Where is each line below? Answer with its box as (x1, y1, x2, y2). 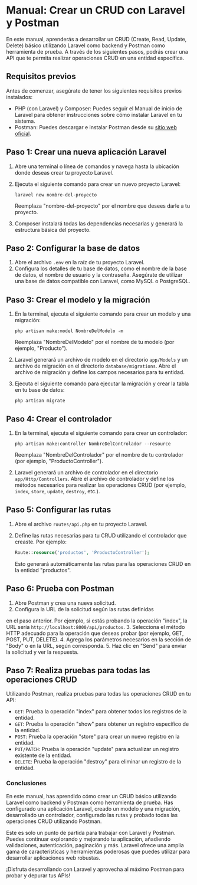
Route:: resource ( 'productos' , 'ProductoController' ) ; (14, 549, 150, 555)
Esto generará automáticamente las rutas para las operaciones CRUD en (14, 560, 191, 567)
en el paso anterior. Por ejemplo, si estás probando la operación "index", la (6, 617, 188, 624)
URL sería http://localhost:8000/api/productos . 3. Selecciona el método (6, 623, 185, 630)
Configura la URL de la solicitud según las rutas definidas (14, 605, 155, 612)
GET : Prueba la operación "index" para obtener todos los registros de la (14, 708, 187, 715)
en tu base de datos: (14, 386, 65, 394)
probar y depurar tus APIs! (6, 871, 71, 879)
